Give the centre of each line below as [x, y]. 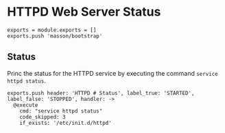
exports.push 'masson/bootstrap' [55, 36]
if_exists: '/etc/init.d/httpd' [66, 123]
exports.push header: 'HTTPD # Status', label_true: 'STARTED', [101, 93]
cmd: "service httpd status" [61, 111]
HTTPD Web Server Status [84, 12]
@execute [26, 105]
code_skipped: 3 [43, 117]
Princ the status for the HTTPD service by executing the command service [113, 73]
